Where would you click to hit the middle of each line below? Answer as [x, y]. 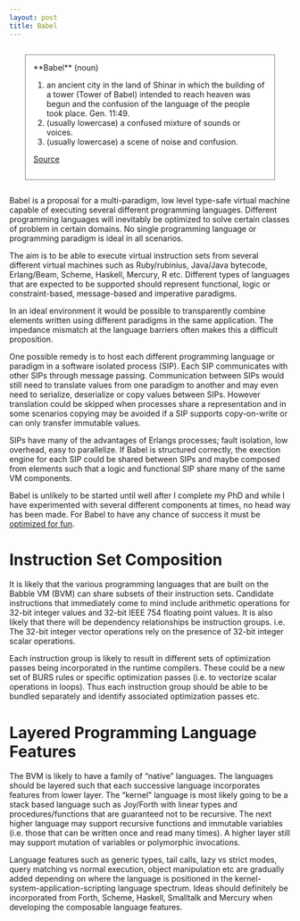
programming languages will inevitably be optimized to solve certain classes [150, 219]
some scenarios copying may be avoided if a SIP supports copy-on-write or [149, 413]
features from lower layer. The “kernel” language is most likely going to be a [149, 795]
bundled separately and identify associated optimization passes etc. [135, 696]
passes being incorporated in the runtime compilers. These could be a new [147, 668]
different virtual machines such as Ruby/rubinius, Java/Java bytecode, [138, 265]
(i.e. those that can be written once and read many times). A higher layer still [150, 833]
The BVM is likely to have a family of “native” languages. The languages [142, 776]
